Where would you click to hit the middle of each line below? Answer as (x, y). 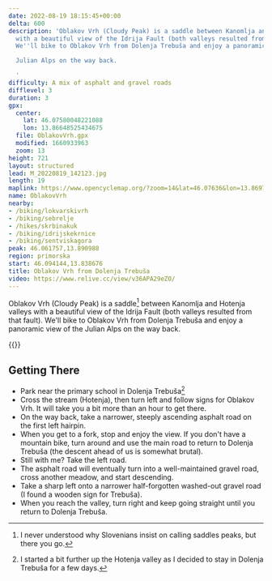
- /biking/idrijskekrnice (52, 233)
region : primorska (39, 256)
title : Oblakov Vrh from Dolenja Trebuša (79, 271)
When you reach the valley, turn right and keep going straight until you (138, 502)
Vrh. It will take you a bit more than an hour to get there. (113, 408)
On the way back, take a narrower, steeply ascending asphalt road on (136, 417)
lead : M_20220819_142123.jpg (57, 173)
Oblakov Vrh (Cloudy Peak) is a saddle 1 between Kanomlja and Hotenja (127, 302)
